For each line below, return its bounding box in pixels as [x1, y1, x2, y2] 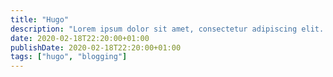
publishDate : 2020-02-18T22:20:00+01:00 [10, 42, 182, 53]
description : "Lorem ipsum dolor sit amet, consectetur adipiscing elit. [10, 24, 325, 34]
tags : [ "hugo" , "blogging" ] [10, 52, 128, 62]
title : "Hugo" [10, 14, 70, 25]
